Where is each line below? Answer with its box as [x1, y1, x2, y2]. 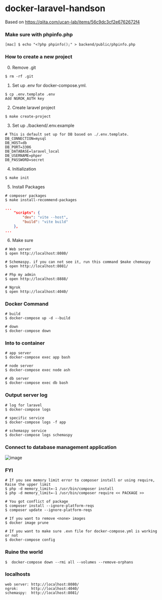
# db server [5, 376, 29, 381]
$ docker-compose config [5, 537, 55, 542]
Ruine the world [5, 549, 43, 555]
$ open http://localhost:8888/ [5, 276, 68, 281]
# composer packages [5, 193, 47, 198]
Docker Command [5, 300, 49, 307]
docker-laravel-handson [5, 3, 106, 14]
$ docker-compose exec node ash [5, 368, 70, 373]
